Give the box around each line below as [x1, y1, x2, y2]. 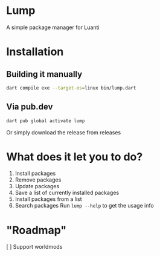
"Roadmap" [6, 223, 67, 237]
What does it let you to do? [6, 149, 143, 163]
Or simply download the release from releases [6, 128, 121, 136]
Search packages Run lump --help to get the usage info [14, 202, 154, 209]
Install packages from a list [14, 195, 82, 203]
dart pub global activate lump [6, 117, 85, 124]
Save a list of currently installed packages [14, 189, 120, 197]
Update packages [14, 183, 60, 190]
